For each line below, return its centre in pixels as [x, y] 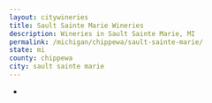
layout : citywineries [49, 17]
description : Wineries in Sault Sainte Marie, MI [102, 33]
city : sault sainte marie [57, 67]
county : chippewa [41, 58]
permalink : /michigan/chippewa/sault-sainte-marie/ [106, 42]
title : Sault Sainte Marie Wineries [76, 26]
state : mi [27, 50]
